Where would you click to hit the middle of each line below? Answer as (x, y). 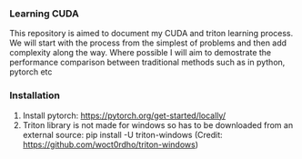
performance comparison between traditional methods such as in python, (147, 63)
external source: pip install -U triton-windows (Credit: (122, 134)
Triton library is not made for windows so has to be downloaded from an (158, 124)
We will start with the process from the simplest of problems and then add (148, 43)
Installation (35, 95)
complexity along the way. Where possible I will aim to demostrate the (141, 53)
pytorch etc (31, 72)
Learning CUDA (44, 14)
